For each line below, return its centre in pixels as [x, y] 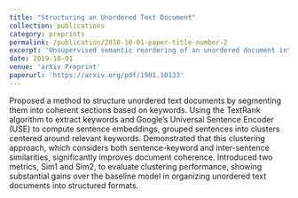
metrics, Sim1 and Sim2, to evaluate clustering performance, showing [136, 166]
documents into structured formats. [74, 185]
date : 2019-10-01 [41, 59]
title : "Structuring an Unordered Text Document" [103, 17]
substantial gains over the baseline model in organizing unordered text [138, 176]
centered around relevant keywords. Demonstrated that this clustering [137, 138]
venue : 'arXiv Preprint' [55, 67]
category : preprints [47, 34]
